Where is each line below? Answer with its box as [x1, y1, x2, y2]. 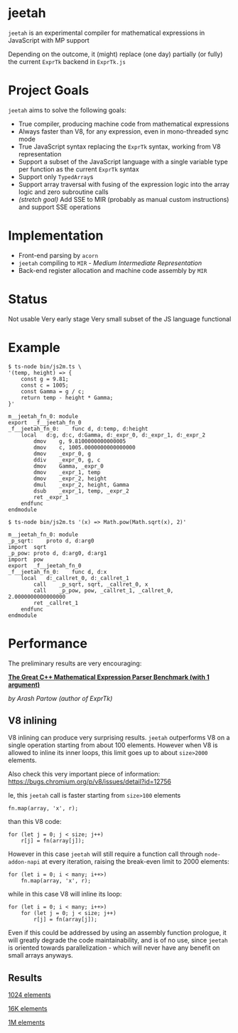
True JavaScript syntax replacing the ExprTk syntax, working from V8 [18, 142, 221, 151]
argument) [8, 680, 40, 689]
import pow [8, 556, 43, 563]
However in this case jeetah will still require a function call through [8, 850, 203, 858]
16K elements [8, 1005, 48, 1013]
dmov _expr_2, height [33, 475, 107, 482]
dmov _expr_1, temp [33, 469, 101, 476]
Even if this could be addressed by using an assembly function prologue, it [8, 928, 227, 937]
